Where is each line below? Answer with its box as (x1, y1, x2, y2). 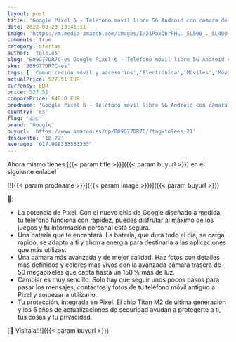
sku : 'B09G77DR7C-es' (7, 63, 71, 70)
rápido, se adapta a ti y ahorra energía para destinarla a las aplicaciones (17, 238, 227, 246)
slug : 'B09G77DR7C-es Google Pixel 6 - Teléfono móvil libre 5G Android (7, 56, 225, 63)
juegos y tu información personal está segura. (17, 223, 151, 232)
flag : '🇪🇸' (7, 114, 42, 121)
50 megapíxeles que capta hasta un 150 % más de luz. (17, 268, 176, 277)
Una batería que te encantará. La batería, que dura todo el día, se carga (17, 231, 225, 239)
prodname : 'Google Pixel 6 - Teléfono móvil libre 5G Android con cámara (7, 102, 228, 109)
